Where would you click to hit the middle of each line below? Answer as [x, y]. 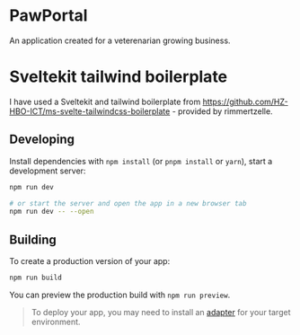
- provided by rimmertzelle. [222, 111]
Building [33, 239]
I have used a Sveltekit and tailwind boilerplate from [105, 101]
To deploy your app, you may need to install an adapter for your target [161, 312]
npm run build [36, 278]
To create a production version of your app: [90, 261]
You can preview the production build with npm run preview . [120, 295]
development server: [48, 171]
